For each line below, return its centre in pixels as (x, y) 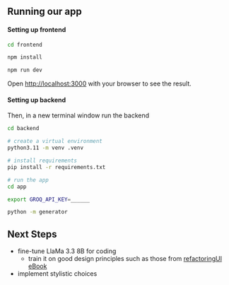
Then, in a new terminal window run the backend (78, 115)
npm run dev (25, 70)
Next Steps (32, 234)
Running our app (45, 12)
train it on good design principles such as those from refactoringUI (125, 259)
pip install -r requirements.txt (57, 167)
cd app (17, 187)
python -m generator (38, 212)
